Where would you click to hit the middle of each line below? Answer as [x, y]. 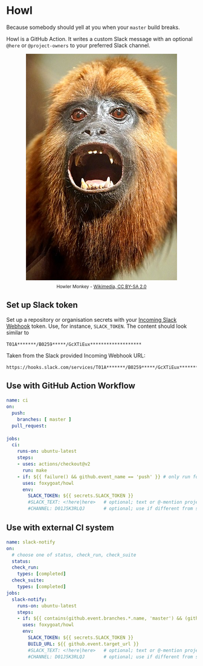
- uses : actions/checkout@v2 [54, 464]
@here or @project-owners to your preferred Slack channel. [78, 45]
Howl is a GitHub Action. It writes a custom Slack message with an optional [100, 39]
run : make [34, 470]
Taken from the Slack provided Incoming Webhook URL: [76, 355]
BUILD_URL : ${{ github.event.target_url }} [83, 644]
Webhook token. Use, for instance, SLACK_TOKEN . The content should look [97, 326]
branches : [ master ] [44, 419]
